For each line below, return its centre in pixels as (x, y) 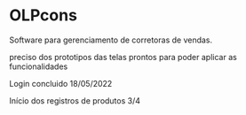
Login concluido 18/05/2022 (61, 83)
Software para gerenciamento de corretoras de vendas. (111, 40)
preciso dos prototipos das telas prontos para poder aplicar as (123, 57)
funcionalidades (39, 66)
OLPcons (44, 15)
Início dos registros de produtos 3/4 (75, 100)
